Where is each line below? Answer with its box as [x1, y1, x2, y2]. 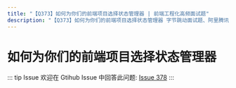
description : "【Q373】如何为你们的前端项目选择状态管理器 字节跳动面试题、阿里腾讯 [7, 17, 230, 24]
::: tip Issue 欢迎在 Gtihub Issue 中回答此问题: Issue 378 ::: [7, 73, 174, 82]
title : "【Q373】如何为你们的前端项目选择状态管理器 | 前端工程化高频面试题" [7, 10, 209, 17]
